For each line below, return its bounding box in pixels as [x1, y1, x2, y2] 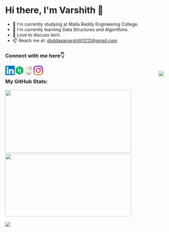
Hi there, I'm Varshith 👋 [5, 5, 104, 16]
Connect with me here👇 [5, 52, 64, 59]
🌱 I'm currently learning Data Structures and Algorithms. [12, 26, 129, 32]
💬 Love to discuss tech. [12, 32, 61, 38]
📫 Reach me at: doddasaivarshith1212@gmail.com [12, 37, 117, 43]
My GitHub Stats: [5, 78, 48, 85]
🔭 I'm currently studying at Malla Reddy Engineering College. [12, 21, 139, 27]
